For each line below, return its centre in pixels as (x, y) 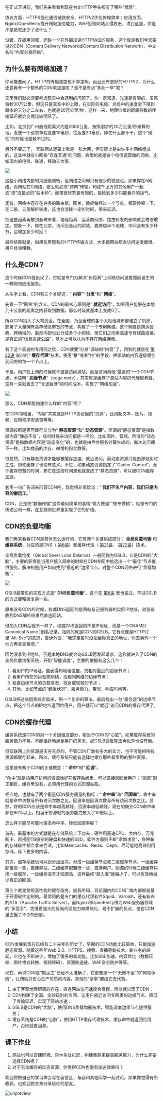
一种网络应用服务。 (24, 283)
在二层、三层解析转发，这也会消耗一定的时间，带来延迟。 (62, 209)
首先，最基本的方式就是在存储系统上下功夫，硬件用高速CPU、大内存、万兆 (80, 833)
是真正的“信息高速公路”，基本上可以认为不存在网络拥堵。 (62, 339)
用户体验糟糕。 (20, 248)
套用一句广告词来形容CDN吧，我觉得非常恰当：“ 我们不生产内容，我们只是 (79, 487)
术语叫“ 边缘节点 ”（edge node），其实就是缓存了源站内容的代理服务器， (85, 378)
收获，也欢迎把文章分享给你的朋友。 (41, 1084)
